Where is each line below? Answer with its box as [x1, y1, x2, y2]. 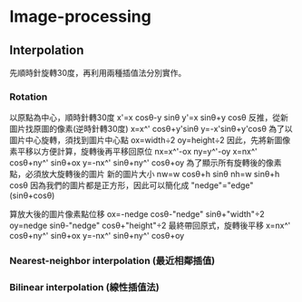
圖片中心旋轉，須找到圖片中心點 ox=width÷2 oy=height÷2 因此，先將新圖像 [9, 135, 291, 146]
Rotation [9, 90, 48, 103]
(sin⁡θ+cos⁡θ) [9, 190, 55, 201]
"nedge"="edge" [190, 180, 254, 191]
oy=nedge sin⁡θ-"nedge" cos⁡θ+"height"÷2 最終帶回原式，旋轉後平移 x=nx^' [9, 220, 291, 231]
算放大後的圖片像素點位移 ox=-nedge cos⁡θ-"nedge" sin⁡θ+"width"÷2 [9, 209, 265, 220]
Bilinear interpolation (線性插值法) [9, 281, 161, 294]
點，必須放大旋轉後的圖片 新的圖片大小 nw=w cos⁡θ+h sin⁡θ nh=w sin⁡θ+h [9, 169, 280, 180]
